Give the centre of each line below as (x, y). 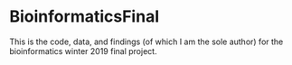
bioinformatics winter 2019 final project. (83, 51)
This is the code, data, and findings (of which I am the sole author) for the (146, 42)
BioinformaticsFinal (85, 17)
